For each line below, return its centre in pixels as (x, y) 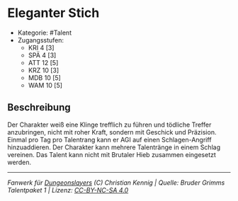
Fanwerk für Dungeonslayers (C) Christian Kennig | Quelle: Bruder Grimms (116, 183)
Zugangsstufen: (41, 40)
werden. (19, 162)
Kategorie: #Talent (45, 33)
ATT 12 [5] (43, 62)
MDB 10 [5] (45, 77)
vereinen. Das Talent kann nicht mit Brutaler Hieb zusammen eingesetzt (112, 154)
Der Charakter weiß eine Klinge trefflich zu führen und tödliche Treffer (109, 125)
